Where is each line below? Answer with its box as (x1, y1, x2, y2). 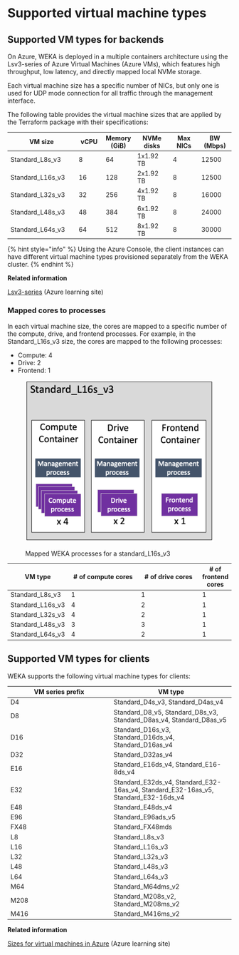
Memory (105, 133, 132, 142)
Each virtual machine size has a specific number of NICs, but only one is (7, 81, 220, 90)
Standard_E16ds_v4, (113, 760, 174, 769)
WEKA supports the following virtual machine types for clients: (7, 672, 191, 680)
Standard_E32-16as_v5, (142, 785, 214, 794)
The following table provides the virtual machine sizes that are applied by (7, 111, 222, 118)
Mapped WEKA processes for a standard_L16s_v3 (25, 549, 171, 558)
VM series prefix (33, 688, 85, 696)
